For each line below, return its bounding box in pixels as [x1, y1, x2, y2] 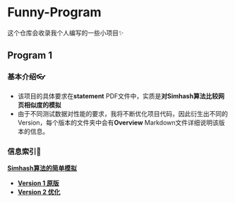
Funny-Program [7, 4, 102, 21]
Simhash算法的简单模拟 [7, 163, 78, 172]
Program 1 [7, 50, 53, 62]
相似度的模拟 [23, 100, 61, 109]
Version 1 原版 [17, 178, 60, 187]
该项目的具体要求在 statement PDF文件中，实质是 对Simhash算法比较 [17, 91, 219, 100]
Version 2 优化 [17, 187, 61, 196]
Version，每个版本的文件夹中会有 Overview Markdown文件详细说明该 [17, 118, 219, 127]
